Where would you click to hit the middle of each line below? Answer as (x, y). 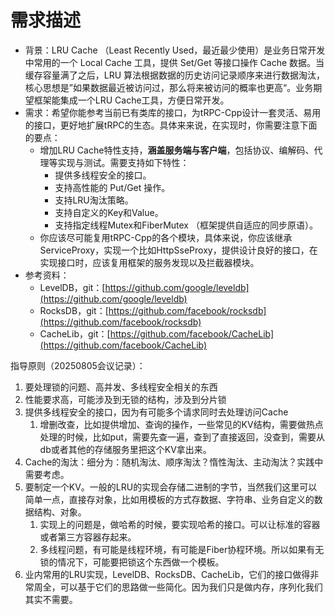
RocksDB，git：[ (74, 310)
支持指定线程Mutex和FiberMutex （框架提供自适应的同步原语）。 (186, 225)
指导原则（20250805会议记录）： (78, 365)
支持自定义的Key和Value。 (109, 212)
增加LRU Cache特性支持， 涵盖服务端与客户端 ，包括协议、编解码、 (177, 150)
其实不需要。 (51, 599)
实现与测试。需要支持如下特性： (123, 162)
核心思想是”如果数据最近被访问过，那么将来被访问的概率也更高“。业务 (169, 87)
